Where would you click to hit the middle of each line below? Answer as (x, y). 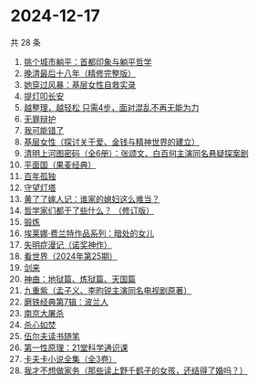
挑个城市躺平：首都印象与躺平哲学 (88, 61)
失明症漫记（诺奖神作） (67, 244)
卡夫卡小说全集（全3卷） (70, 358)
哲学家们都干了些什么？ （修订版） (88, 210)
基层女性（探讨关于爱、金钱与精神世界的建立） (111, 142)
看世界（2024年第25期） (70, 256)
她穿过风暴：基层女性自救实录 (79, 84)
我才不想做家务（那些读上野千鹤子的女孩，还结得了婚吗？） (135, 370)
